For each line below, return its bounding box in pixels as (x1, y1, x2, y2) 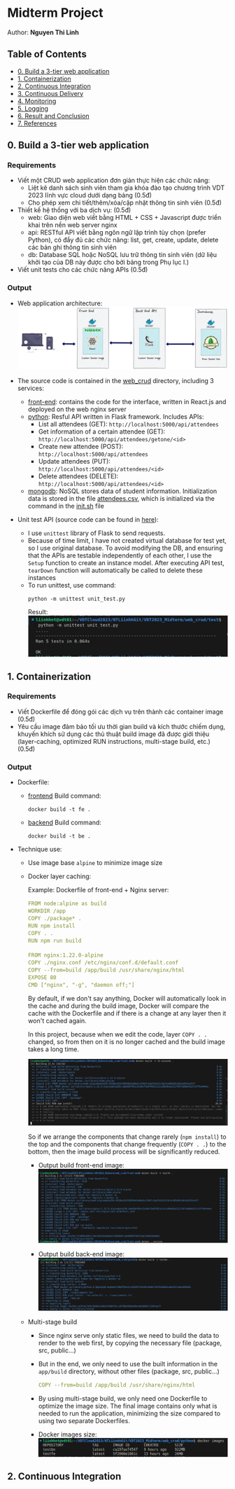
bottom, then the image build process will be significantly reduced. (27, 1147, 220, 1156)
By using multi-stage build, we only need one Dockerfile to (38, 1394, 208, 1402)
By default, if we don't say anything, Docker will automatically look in (27, 994, 227, 1002)
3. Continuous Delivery (17, 89, 84, 97)
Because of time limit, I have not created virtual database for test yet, (27, 536, 227, 545)
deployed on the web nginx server (27, 405, 127, 414)
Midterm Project (7, 5, 104, 21)
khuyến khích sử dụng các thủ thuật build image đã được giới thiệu (17, 730, 210, 738)
